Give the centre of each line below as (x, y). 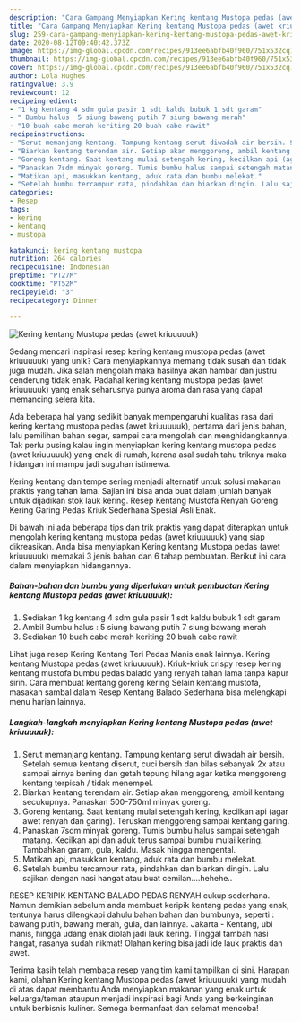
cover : (21, 68)
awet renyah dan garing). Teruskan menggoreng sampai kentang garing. (156, 821)
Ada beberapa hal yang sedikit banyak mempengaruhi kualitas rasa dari (142, 416)
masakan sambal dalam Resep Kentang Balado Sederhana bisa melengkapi (148, 692)
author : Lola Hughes (48, 76)
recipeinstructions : (48, 134)
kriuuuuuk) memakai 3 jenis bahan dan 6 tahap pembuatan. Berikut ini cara (148, 556)
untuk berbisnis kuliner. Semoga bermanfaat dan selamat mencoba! (134, 1009)
